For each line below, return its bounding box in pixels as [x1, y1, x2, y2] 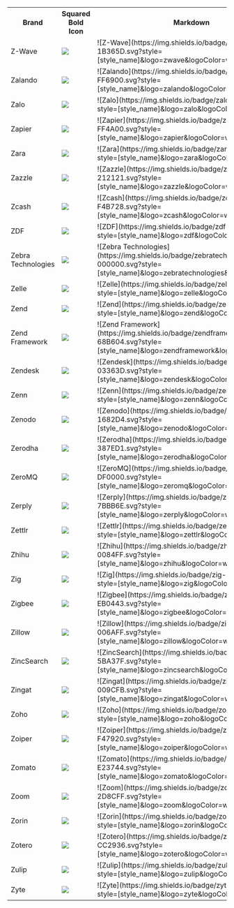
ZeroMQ [10, 472, 38, 482]
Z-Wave [10, 47, 38, 56]
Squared [61, 9, 91, 18]
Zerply [10, 501, 33, 510]
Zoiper [10, 734, 33, 743]
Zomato [10, 763, 36, 772]
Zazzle [10, 173, 33, 182]
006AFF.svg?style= [97, 627, 162, 637]
